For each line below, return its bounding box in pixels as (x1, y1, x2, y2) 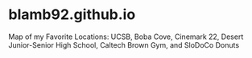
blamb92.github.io (8, 6, 136, 24)
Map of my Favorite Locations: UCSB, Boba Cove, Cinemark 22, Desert (8, 32, 244, 41)
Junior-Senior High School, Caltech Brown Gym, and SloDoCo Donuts (8, 40, 240, 49)
